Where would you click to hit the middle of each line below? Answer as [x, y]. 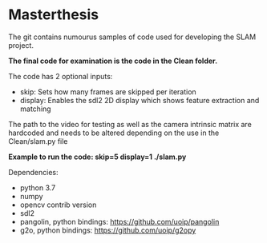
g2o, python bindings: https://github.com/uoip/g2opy [108, 230]
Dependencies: [33, 172]
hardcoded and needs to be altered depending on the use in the [114, 133]
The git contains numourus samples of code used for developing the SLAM [132, 37]
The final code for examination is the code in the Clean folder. [113, 61]
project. [21, 45]
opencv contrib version [58, 205]
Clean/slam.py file [38, 141]
